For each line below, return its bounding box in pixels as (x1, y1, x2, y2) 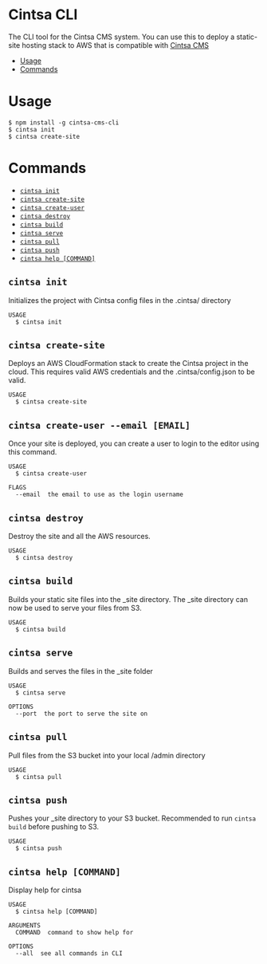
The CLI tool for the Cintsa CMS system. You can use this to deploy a (8, 32, 235, 41)
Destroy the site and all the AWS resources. (8, 532, 151, 541)
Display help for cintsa (8, 885, 82, 895)
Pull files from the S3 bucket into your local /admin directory (8, 750, 206, 760)
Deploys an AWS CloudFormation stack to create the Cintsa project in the (8, 359, 249, 368)
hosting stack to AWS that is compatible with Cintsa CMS (22, 40, 210, 49)
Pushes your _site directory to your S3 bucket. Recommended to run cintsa (8, 813, 257, 823)
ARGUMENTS (8, 922, 41, 930)
